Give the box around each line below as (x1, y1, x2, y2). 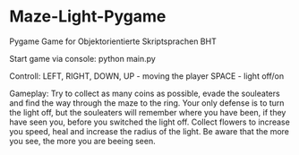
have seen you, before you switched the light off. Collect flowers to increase (9, 116, 291, 127)
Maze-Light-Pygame (9, 6, 167, 27)
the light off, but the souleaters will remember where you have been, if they (9, 107, 286, 117)
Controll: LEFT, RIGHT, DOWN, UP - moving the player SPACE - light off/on (9, 70, 285, 82)
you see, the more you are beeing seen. (9, 135, 156, 146)
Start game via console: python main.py (9, 53, 157, 64)
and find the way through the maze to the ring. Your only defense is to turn (9, 97, 285, 108)
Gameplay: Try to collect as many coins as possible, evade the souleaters (9, 88, 280, 99)
